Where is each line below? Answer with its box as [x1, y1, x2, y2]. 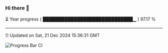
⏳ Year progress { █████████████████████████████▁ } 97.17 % [5, 16, 156, 22]
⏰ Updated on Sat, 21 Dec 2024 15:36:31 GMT [5, 32, 100, 38]
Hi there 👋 [5, 4, 30, 11]
